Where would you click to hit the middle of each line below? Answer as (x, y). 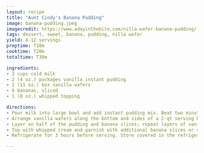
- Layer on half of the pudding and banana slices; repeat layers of (96, 124)
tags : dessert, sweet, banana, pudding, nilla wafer (74, 35)
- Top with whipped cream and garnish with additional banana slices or (100, 130)
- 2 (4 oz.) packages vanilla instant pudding (66, 80)
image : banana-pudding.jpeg (42, 23)
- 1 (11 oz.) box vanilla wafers (49, 85)
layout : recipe (25, 12)
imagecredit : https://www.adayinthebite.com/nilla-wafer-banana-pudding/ (102, 29)
